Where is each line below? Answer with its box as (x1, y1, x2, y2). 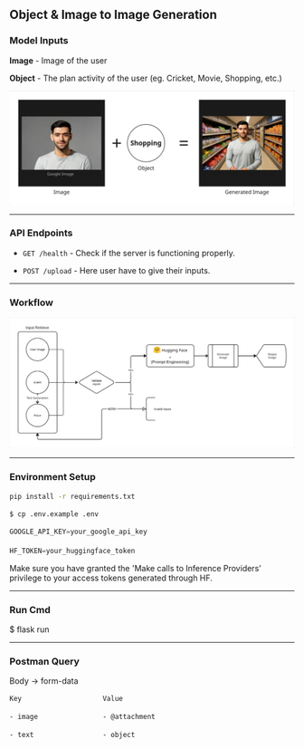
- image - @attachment (9, 713, 156, 722)
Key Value (9, 695, 124, 704)
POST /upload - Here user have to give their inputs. (22, 264, 211, 275)
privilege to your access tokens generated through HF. (9, 572, 213, 583)
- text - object (9, 731, 136, 740)
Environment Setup (9, 470, 97, 483)
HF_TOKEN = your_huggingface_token (9, 546, 136, 555)
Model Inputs (9, 34, 69, 47)
